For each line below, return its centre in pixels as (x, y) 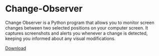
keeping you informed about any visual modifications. (60, 38)
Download (16, 48)
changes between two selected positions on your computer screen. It (77, 27)
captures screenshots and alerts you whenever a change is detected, (76, 33)
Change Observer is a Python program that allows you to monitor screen (80, 22)
